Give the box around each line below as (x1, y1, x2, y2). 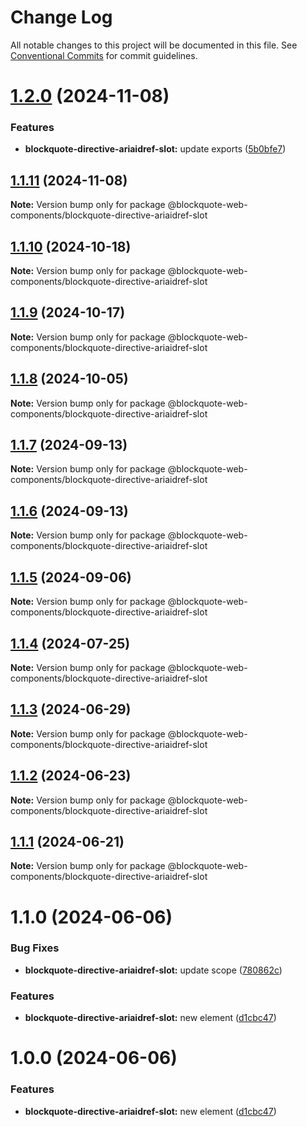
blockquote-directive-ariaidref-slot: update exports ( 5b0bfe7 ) (24, 143, 287, 155)
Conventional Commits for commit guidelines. (10, 49, 198, 61)
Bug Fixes (10, 941, 60, 955)
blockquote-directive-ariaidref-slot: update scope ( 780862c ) (24, 964, 283, 976)
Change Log (10, 6, 113, 29)
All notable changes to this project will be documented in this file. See (10, 39, 298, 51)
